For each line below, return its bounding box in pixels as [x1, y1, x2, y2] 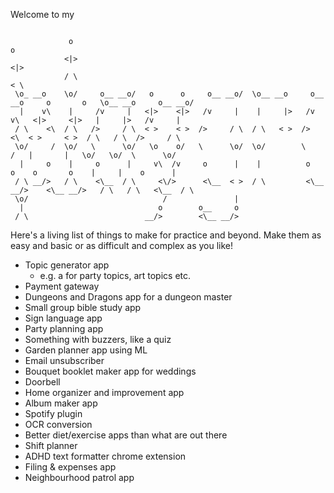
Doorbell [24, 376, 61, 388]
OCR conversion [24, 419, 93, 430]
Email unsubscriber [24, 355, 105, 366]
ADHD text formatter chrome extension [24, 450, 187, 462]
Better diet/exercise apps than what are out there [24, 429, 228, 441]
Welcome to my [10, 9, 75, 20]
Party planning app [24, 323, 104, 334]
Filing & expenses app [24, 461, 117, 473]
